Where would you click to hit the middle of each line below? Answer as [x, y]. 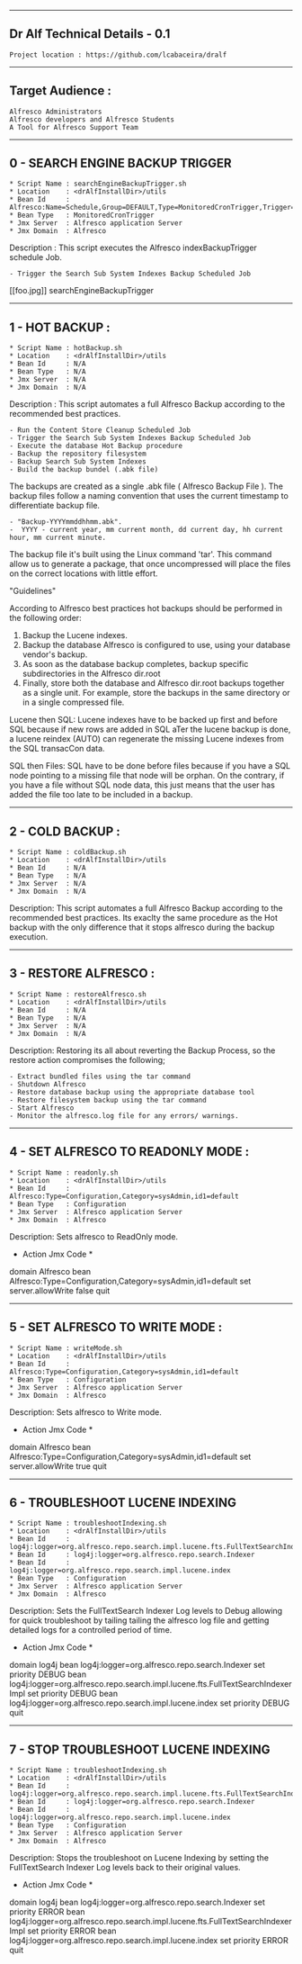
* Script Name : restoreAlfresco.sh [78, 994]
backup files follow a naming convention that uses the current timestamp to [149, 496]
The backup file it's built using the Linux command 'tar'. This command [141, 554]
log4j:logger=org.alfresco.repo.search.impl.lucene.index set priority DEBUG [150, 1703]
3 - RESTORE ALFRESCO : [82, 973]
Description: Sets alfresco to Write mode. [85, 1412]
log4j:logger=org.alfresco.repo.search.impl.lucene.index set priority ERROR [149, 1941]
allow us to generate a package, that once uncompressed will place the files [150, 564]
